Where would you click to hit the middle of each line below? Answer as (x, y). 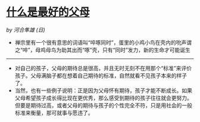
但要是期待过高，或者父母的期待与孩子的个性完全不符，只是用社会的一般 (103, 105)
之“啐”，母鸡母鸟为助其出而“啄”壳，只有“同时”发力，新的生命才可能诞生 (102, 50)
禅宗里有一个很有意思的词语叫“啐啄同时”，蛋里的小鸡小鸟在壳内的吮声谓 (103, 42)
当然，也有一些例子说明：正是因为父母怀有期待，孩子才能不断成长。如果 (103, 90)
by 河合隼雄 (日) (26, 30)
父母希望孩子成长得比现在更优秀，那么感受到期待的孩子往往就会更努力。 (103, 98)
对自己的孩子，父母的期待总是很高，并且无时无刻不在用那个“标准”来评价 (103, 68)
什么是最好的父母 (48, 12)
